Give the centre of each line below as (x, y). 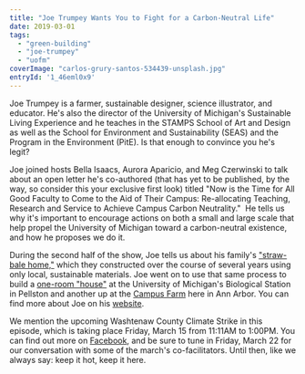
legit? (20, 151)
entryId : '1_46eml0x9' (52, 78)
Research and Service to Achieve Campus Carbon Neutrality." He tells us (147, 208)
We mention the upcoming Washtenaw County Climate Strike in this (136, 321)
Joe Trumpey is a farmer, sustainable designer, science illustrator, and (141, 103)
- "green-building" (55, 43)
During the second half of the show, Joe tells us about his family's (133, 255)
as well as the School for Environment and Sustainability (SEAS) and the (144, 132)
